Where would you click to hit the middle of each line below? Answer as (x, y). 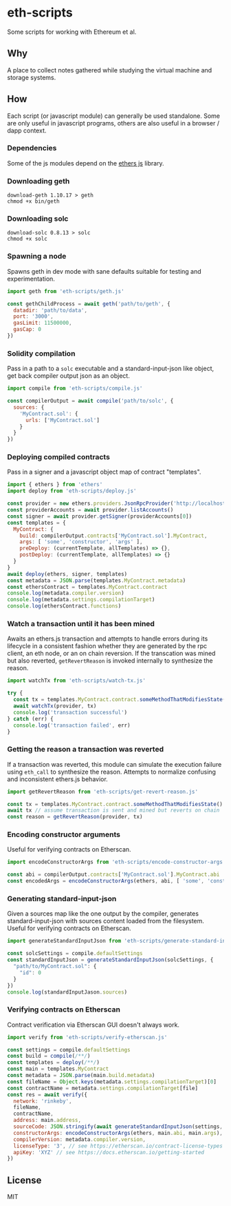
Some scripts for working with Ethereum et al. (72, 32)
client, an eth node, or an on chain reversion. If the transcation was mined (111, 654)
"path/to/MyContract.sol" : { (55, 967)
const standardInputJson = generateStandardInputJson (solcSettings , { (110, 960)
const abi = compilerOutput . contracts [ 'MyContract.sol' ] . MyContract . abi (113, 875)
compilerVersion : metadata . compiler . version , (80, 1139)
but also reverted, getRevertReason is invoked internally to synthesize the (110, 661)
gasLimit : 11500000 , (43, 323)
